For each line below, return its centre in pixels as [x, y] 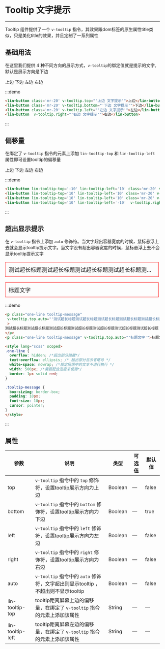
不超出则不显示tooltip [60, 591]
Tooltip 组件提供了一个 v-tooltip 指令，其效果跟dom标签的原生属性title [77, 29]
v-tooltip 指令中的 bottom [65, 504]
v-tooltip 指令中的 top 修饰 [67, 480]
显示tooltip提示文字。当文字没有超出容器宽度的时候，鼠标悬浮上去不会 [89, 248]
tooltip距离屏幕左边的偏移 [65, 624]
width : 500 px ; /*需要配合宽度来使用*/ [46, 369]
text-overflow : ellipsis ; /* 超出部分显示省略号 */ [60, 360]
